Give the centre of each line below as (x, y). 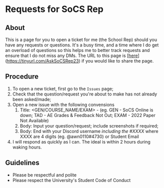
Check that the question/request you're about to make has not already (85, 94)
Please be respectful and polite (44, 175)
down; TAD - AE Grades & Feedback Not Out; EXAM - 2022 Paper (88, 115)
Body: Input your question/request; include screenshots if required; (89, 125)
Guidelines (22, 163)
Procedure (22, 77)
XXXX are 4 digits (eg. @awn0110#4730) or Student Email (79, 136)
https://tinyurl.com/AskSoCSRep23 (43, 61)
